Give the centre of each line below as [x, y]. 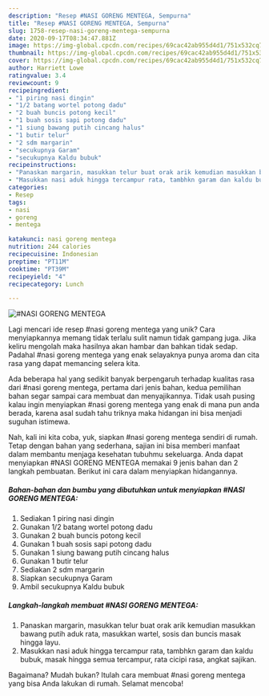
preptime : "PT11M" [39, 262]
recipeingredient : [39, 90]
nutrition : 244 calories [50, 247]
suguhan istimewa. [39, 421]
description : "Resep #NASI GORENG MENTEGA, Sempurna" [100, 16]
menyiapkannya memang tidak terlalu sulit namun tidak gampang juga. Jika [132, 338]
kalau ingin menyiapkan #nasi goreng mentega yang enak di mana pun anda [134, 405]
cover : [19, 61]
